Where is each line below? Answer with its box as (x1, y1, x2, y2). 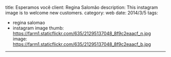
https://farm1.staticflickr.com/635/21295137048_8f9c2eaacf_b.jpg (12, 41, 151, 47)
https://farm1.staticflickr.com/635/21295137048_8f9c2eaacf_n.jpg (12, 31, 151, 36)
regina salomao (12, 20, 45, 25)
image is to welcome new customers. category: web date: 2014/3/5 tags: (5, 10, 158, 16)
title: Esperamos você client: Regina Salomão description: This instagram (5, 5, 158, 10)
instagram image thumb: (12, 25, 64, 31)
